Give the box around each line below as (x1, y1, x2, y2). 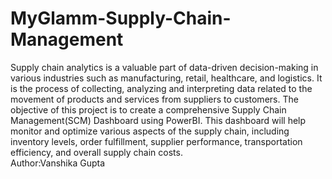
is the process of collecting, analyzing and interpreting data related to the (10, 82, 313, 94)
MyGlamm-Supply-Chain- (10, 7, 232, 30)
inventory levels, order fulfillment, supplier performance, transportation (10, 135, 303, 147)
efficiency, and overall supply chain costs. (10, 146, 183, 158)
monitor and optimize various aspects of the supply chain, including (10, 125, 290, 137)
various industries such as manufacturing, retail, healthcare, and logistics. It (10, 72, 323, 84)
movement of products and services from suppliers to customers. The (10, 93, 299, 105)
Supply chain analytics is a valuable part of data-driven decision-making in (10, 61, 319, 73)
